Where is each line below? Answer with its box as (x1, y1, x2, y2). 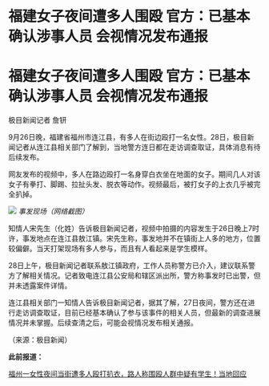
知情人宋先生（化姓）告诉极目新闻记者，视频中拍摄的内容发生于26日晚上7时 (8, 224, 260, 234)
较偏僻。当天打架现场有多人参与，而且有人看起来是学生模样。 (8, 244, 212, 254)
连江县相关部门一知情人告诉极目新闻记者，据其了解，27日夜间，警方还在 (8, 298, 248, 307)
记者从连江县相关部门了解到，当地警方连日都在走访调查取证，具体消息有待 (14, 142, 261, 152)
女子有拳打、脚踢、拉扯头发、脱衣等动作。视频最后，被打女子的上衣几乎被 (8, 180, 254, 189)
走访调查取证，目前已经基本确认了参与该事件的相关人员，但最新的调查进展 (14, 308, 261, 318)
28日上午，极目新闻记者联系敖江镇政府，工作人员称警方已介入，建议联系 (8, 261, 249, 270)
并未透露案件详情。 (8, 281, 72, 291)
